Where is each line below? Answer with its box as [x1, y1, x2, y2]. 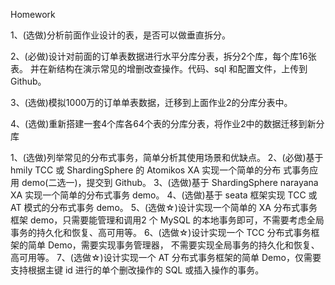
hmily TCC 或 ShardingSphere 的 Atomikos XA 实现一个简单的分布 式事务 [10, 164, 310, 176]
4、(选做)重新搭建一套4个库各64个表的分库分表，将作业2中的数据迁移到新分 [10, 118, 325, 129]
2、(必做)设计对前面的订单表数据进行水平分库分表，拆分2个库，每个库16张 [10, 50, 317, 62]
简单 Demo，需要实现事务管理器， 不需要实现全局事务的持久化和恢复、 [27, 239, 320, 251]
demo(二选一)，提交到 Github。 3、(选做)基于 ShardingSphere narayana [21, 177, 319, 188]
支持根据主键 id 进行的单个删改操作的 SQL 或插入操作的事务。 [10, 264, 265, 276]
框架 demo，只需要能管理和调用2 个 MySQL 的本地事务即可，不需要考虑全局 [10, 214, 325, 226]
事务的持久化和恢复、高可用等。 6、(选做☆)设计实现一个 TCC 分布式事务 [10, 227, 312, 238]
